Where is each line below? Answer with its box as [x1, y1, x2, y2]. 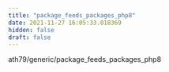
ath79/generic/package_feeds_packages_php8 [8, 55, 162, 64]
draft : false [8, 33, 51, 41]
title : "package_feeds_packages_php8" [8, 11, 136, 20]
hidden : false [8, 26, 55, 34]
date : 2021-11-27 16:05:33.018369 [8, 19, 122, 27]
